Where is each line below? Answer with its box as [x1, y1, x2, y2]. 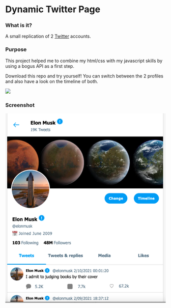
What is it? [5, 22, 32, 29]
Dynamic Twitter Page [5, 4, 101, 15]
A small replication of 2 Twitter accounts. [5, 33, 92, 39]
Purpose [5, 46, 27, 53]
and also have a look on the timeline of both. [5, 78, 98, 85]
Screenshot [5, 101, 35, 108]
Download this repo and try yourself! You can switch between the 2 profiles [5, 73, 164, 79]
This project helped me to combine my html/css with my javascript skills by [5, 58, 163, 64]
